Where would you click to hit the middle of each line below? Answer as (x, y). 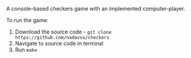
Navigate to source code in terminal (59, 43)
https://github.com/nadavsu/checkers (62, 38)
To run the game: (27, 20)
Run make (26, 50)
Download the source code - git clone (63, 32)
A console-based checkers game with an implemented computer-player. (96, 9)
